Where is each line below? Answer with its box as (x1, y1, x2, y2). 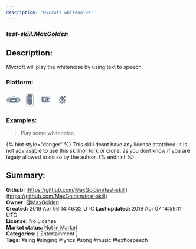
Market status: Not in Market (6, 224, 78, 231)
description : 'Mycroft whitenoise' (6, 9, 94, 15)
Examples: (6, 116, 37, 124)
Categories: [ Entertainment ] (6, 230, 78, 237)
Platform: (6, 78, 34, 87)
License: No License (6, 217, 57, 224)
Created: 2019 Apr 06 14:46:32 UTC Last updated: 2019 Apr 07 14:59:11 (6, 205, 182, 212)
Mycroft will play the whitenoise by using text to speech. (6, 64, 143, 71)
